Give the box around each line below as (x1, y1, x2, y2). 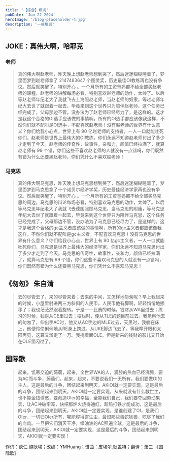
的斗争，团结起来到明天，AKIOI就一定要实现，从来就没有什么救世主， (17, 388, 163, 394)
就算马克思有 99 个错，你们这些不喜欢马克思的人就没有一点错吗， (26, 257, 164, 263)
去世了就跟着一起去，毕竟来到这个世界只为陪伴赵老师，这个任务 (26, 102, 160, 109)
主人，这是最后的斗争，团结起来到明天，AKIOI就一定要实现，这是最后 (17, 382, 163, 388)
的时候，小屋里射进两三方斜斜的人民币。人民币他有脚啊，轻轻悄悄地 (17, 300, 160, 306)
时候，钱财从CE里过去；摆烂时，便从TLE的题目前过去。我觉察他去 (26, 313, 165, 319)
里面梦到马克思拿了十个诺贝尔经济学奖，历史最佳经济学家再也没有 (17, 186, 156, 193)
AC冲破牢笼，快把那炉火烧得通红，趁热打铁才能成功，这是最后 (31, 401, 162, 407)
